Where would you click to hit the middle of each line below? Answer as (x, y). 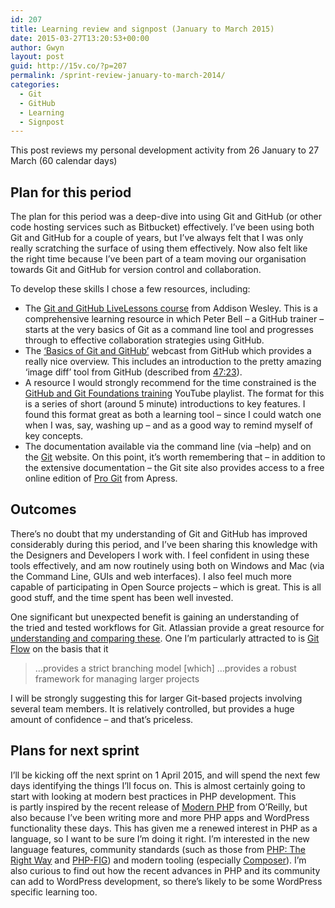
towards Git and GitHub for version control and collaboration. (136, 270)
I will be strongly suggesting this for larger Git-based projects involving (156, 698)
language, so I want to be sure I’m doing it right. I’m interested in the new (160, 838)
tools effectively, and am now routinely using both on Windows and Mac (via (167, 565)
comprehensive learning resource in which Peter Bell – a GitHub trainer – (174, 319)
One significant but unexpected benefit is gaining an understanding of (155, 617)
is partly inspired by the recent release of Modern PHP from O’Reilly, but (159, 807)
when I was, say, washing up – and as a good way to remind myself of (168, 425)
